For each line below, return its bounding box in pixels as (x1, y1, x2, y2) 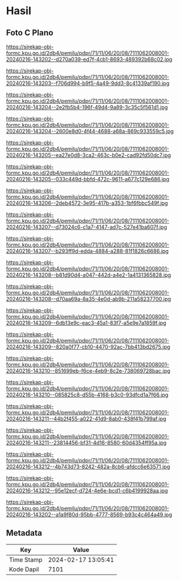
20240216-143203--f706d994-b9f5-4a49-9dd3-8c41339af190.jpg (6, 80, 169, 87)
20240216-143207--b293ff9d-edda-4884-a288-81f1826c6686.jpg (6, 248, 169, 254)
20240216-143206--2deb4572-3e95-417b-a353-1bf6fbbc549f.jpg (6, 199, 168, 206)
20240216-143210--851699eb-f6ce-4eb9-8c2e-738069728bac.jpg (6, 367, 171, 374)
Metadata (6, 528, 42, 538)
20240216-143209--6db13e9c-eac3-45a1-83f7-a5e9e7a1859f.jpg (6, 320, 166, 326)
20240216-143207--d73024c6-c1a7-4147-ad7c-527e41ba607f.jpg (6, 224, 168, 231)
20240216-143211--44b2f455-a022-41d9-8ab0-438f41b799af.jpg (6, 415, 166, 422)
